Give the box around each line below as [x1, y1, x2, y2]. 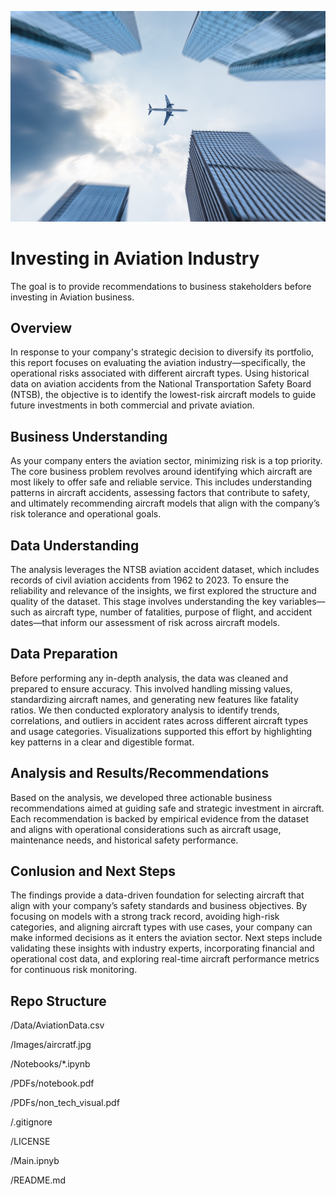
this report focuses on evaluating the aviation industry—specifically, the [10, 357, 306, 369]
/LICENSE [10, 1136, 51, 1148]
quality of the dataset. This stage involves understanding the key [10, 596, 277, 608]
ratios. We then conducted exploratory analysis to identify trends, [10, 704, 280, 716]
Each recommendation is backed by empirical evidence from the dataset [10, 812, 310, 825]
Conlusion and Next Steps [10, 863, 177, 880]
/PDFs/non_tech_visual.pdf [10, 1097, 120, 1109]
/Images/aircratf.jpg [10, 1039, 92, 1051]
